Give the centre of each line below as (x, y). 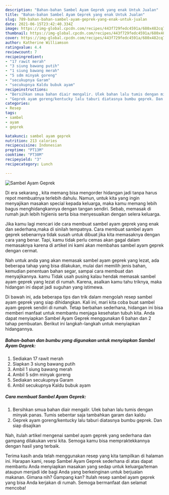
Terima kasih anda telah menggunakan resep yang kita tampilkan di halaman (84, 456)
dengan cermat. (22, 250)
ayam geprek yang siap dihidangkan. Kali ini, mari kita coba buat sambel (80, 302)
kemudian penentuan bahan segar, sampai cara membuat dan (69, 271)
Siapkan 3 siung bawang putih (44, 364)
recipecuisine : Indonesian (33, 146)
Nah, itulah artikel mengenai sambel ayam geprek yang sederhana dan (78, 435)
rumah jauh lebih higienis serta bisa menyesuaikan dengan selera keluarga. (83, 214)
